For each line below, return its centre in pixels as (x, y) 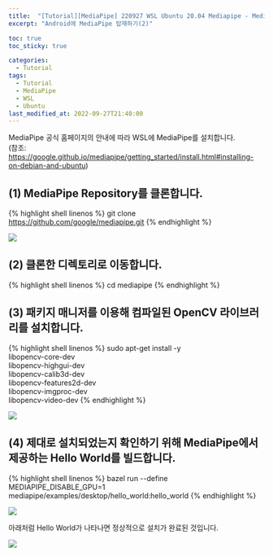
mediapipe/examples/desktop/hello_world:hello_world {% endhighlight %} (132, 495)
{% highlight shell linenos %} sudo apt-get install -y (95, 348)
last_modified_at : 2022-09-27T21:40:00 (76, 114)
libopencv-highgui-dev (47, 365)
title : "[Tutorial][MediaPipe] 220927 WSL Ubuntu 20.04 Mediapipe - (129, 16)
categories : (28, 61)
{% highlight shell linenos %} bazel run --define (88, 478)
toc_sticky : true (38, 46)
